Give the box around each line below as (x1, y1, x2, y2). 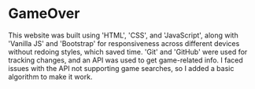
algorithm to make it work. (8, 72, 93, 81)
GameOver (8, 5, 80, 23)
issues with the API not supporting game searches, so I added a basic (8, 63, 235, 73)
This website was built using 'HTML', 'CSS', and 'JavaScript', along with (8, 30, 238, 40)
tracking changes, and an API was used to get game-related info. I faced (8, 55, 244, 65)
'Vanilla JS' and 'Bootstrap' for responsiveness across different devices (8, 38, 240, 48)
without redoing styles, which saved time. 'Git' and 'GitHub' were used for (8, 47, 248, 56)
